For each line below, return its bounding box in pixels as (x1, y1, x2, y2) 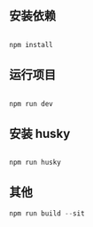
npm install (9, 40, 53, 49)
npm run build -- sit (9, 208, 86, 218)
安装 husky (9, 126, 71, 141)
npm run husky (9, 158, 62, 167)
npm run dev (9, 99, 53, 109)
